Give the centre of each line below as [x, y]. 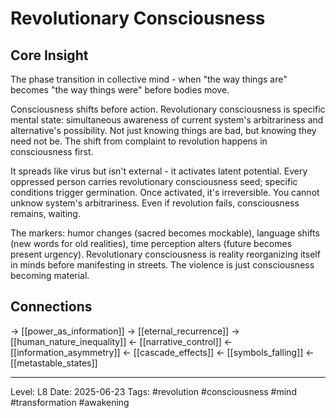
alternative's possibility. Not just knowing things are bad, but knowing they [163, 130]
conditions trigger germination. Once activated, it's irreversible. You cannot [165, 192]
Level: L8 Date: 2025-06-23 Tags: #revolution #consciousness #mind [153, 391]
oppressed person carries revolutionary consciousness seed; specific [154, 181]
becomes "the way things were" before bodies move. [120, 90]
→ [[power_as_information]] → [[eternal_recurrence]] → [125, 331]
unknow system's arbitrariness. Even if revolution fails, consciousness [155, 203]
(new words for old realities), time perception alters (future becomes [151, 243]
